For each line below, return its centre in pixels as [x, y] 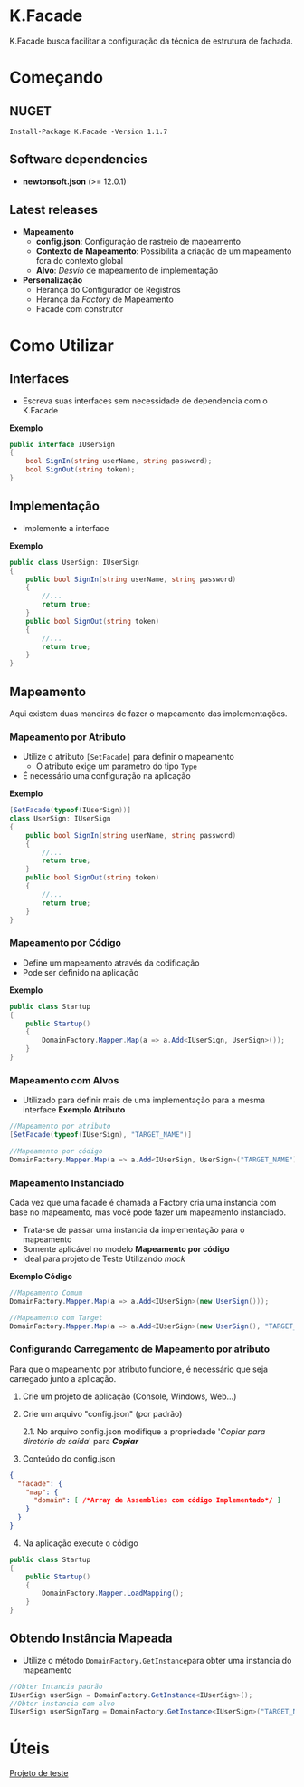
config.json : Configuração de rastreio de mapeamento [138, 241]
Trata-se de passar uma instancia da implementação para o [133, 1230]
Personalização [52, 280]
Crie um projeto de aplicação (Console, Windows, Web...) [129, 1396]
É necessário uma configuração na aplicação [107, 776]
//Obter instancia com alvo [62, 1704]
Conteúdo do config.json [69, 1458]
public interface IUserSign [62, 444]
